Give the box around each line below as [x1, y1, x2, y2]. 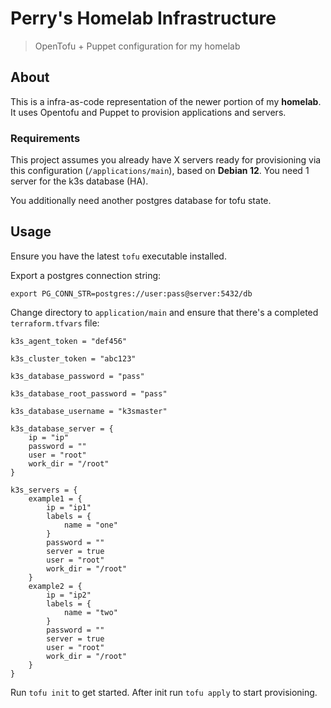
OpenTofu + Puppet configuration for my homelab [34, 40, 241, 52]
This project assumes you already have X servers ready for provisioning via [10, 154, 322, 166]
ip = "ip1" [46, 502, 92, 512]
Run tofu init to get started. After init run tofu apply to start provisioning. [10, 686, 318, 698]
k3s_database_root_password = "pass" [10, 388, 168, 399]
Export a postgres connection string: [10, 269, 162, 281]
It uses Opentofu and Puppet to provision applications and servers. [10, 106, 287, 118]
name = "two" [63, 607, 118, 617]
